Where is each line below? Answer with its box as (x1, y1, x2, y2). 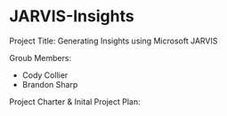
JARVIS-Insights (9, 6, 135, 27)
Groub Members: (9, 52, 72, 63)
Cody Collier (21, 69, 69, 81)
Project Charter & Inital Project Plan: (9, 96, 141, 107)
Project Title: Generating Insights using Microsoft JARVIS (9, 35, 218, 46)
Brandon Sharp (21, 79, 78, 89)
